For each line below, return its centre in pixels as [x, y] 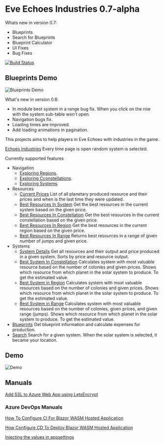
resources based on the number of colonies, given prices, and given [88, 308]
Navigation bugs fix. [32, 119]
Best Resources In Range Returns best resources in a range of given [88, 236]
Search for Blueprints [34, 37]
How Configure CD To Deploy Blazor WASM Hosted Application [69, 427]
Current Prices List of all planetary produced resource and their [83, 194]
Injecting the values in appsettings [40, 437]
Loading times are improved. [41, 124]
